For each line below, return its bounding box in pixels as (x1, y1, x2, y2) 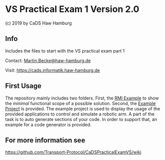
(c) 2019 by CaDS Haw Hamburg (5, 20, 72, 26)
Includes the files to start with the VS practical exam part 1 (5, 47, 125, 53)
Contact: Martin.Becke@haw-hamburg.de (5, 57, 91, 63)
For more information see (5, 136, 86, 144)
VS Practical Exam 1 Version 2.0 (5, 3, 140, 15)
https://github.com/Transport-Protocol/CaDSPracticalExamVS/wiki (5, 149, 142, 155)
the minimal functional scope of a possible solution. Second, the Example (5, 100, 156, 106)
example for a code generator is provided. (5, 121, 92, 127)
